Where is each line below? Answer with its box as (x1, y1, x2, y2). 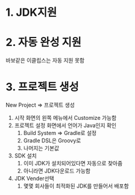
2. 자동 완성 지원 (5, 36, 82, 49)
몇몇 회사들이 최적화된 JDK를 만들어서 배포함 (23, 182, 129, 190)
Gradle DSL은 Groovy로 (23, 137, 81, 144)
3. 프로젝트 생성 (5, 80, 79, 94)
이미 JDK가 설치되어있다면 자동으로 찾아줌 (23, 160, 123, 167)
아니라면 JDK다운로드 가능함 (23, 167, 91, 174)
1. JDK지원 (5, 5, 57, 19)
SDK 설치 (14, 152, 37, 159)
